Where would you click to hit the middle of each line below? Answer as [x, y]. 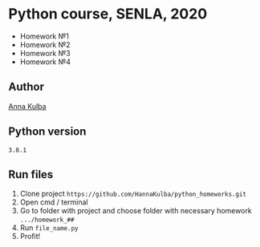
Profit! [30, 237]
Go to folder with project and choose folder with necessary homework [136, 211]
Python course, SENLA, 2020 [108, 14]
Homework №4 [45, 62]
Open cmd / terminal [54, 202]
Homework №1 [45, 36]
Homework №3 [45, 53]
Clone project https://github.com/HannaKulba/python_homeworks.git [133, 194]
